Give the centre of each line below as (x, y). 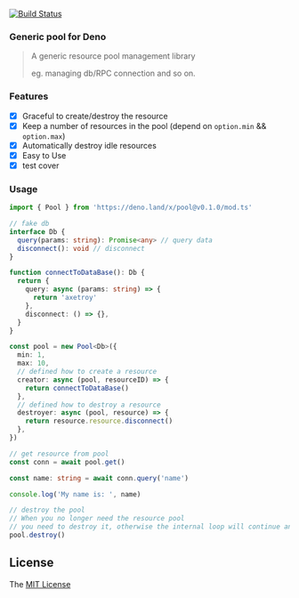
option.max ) (44, 136)
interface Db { (37, 231)
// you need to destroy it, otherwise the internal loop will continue (145, 527)
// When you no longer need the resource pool (97, 519)
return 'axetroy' (65, 298)
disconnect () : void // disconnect (81, 248)
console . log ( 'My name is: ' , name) (75, 494)
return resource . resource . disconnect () (99, 421)
